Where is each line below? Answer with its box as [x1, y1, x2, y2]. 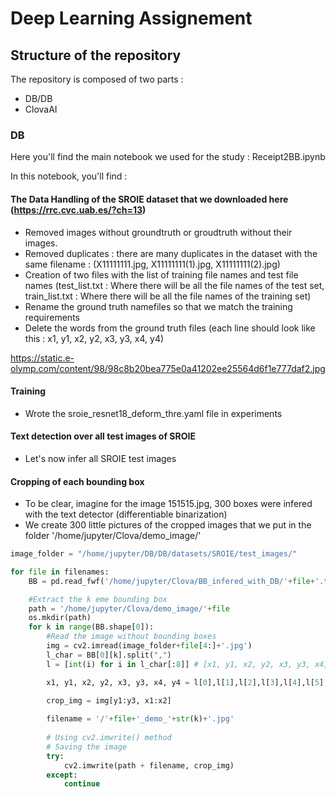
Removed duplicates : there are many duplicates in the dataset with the [24, 247, 318, 259]
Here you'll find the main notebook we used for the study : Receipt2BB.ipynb [10, 151, 326, 163]
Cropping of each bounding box [10, 475, 145, 487]
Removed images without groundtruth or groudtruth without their [24, 226, 293, 238]
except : [46, 770, 78, 780]
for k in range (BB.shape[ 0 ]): [28, 622, 155, 632]
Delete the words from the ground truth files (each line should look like [24, 322, 316, 334]
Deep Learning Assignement [10, 7, 253, 30]
